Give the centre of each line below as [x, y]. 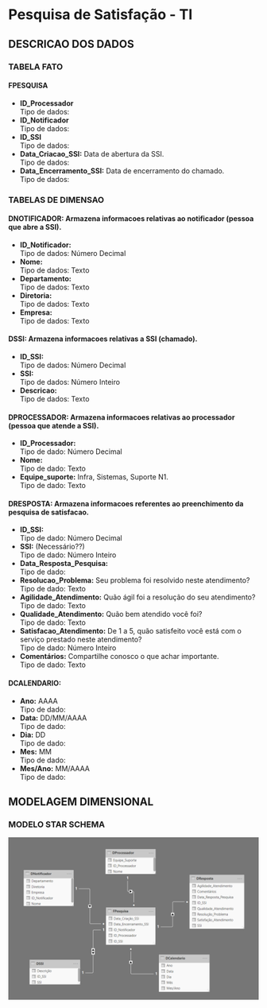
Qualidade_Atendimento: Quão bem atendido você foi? [111, 614]
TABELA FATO [36, 67]
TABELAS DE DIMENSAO [56, 200]
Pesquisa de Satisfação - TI [101, 15]
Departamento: [45, 278]
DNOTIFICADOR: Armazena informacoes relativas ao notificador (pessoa [131, 219]
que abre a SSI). [35, 227]
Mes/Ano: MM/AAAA [54, 768]
